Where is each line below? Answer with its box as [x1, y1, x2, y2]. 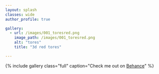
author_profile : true [5, 17, 51, 22]
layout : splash [5, 7, 37, 13]
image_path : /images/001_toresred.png [14, 35, 95, 40]
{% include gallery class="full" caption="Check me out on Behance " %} [5, 62, 154, 68]
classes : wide [5, 12, 35, 17]
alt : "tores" [14, 40, 42, 45]
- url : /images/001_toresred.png [10, 31, 80, 36]
